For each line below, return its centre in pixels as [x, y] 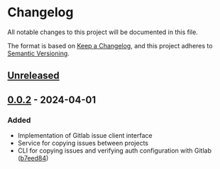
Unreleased [34, 76]
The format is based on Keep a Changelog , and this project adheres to [110, 45]
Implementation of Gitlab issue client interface [85, 136]
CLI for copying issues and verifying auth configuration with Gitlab [114, 151]
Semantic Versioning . [38, 53]
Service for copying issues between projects [83, 143]
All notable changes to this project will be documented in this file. [103, 32]
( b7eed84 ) [33, 158]
